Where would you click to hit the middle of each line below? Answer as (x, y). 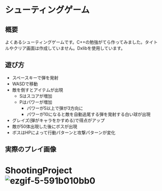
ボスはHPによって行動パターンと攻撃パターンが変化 (64, 133)
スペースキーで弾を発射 (35, 77)
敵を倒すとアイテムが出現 (37, 90)
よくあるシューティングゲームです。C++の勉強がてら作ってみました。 (75, 42)
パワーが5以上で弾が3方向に (55, 108)
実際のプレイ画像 (31, 149)
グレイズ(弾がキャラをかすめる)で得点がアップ (58, 120)
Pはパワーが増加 (36, 102)
